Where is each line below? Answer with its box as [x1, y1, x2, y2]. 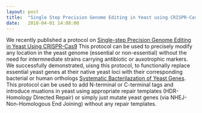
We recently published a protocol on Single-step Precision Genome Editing [6, 37, 191, 44]
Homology [6, 94, 32, 101]
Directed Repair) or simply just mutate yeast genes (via [32, 94, 170, 101]
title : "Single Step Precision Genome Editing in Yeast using [6, 14, 168, 20]
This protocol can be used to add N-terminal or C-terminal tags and [6, 81, 174, 88]
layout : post [6, 8, 39, 15]
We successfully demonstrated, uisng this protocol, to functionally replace [6, 62, 191, 69]
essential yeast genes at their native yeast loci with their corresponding [6, 69, 183, 76]
